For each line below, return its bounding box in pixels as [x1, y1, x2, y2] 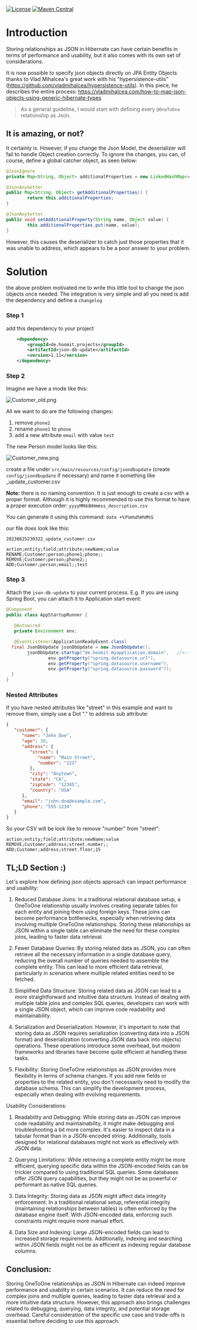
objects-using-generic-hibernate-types [6, 94, 101, 101]
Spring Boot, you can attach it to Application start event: [6, 595, 142, 602]
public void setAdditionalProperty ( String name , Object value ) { [6, 216, 169, 222]
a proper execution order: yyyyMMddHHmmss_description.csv [6, 502, 148, 509]
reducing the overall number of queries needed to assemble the [14, 957, 169, 964]
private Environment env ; [13, 628, 77, 634]
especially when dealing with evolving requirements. [14, 1091, 142, 1098]
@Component [6, 606, 33, 612]
